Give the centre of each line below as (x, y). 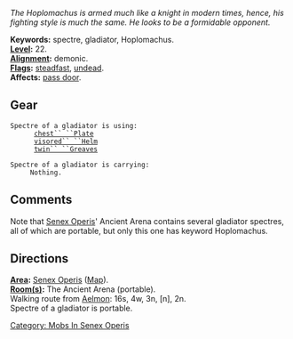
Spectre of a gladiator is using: (74, 125)
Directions (40, 258)
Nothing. (46, 173)
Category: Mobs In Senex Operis (70, 326)
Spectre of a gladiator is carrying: (80, 165)
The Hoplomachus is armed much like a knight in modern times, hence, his (147, 13)
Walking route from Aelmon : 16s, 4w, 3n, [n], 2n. (98, 299)
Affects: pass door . (46, 77)
